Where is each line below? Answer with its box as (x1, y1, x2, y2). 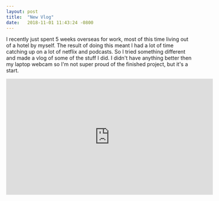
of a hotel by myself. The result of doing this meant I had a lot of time (6, 42, 174, 49)
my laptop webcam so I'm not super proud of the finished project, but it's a (6, 61, 188, 68)
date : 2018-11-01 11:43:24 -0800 (6, 19, 94, 25)
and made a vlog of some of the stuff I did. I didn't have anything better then (6, 54, 192, 62)
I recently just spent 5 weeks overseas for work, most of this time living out (6, 36, 189, 43)
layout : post (6, 8, 38, 15)
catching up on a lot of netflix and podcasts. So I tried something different (6, 48, 186, 55)
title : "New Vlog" (6, 14, 54, 20)
